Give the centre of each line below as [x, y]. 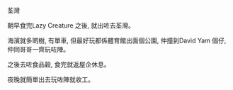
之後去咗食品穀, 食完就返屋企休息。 [59, 64]
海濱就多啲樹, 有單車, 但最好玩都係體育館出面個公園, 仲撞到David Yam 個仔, [117, 40]
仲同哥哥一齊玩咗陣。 [38, 49]
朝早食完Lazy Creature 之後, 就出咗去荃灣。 [71, 26]
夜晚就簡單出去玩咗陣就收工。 [51, 79]
